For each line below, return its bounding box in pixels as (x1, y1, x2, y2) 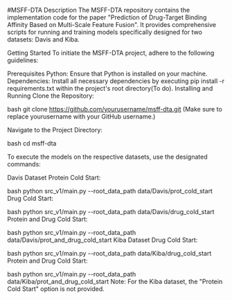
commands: (7, 160, 42, 168)
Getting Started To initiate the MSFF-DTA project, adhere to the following (7, 48, 215, 57)
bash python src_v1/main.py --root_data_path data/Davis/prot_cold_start (7, 187, 213, 195)
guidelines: (7, 56, 39, 64)
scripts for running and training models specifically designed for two (7, 28, 203, 36)
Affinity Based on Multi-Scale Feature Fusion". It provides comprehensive (7, 21, 217, 28)
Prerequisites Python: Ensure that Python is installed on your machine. (7, 69, 208, 78)
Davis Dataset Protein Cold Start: (7, 173, 101, 182)
